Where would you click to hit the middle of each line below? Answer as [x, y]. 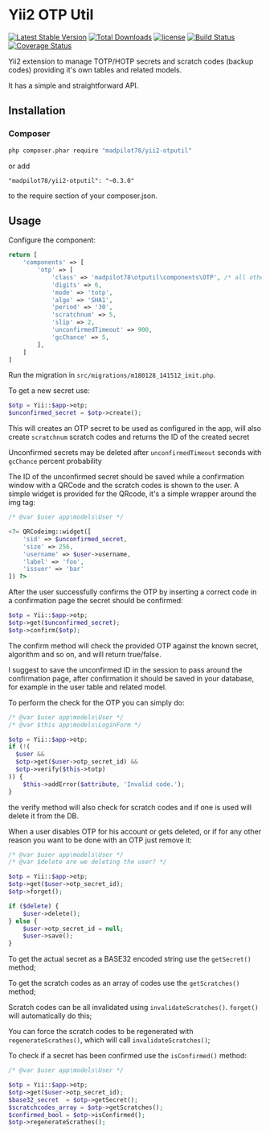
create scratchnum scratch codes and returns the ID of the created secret [129, 437]
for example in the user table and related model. [88, 687]
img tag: [22, 503]
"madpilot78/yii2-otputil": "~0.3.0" [72, 180]
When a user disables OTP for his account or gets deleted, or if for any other [135, 831]
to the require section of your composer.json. [83, 196]
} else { [23, 921]
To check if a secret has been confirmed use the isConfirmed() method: [128, 1056]
